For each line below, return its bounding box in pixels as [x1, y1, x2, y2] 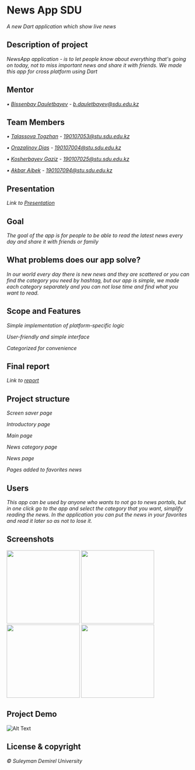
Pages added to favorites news [6, 466, 82, 473]
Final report [6, 361, 50, 372]
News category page [6, 443, 58, 451]
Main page [6, 432, 33, 439]
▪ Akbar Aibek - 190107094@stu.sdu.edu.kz [6, 167, 113, 174]
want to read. [6, 289, 39, 296]
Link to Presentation [6, 200, 55, 207]
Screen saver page [6, 409, 53, 416]
